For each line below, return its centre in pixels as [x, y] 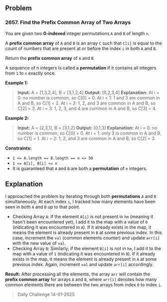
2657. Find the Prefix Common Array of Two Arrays [68, 22]
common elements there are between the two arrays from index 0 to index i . [83, 284]
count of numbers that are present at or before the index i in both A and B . [81, 48]
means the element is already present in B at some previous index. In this [87, 232]
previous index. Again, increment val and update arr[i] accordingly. [83, 264]
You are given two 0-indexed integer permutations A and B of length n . [77, 33]
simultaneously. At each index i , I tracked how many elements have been [80, 201]
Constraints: [18, 148]
